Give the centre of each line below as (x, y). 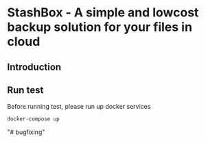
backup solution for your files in (100, 27)
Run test (25, 90)
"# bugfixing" (26, 132)
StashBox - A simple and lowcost (103, 13)
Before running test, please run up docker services (79, 107)
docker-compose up (33, 119)
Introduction (34, 67)
